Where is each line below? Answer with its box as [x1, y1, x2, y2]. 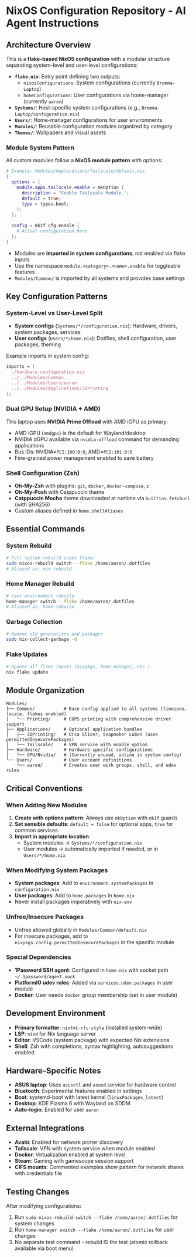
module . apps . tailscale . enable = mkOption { [16, 185, 125, 190]
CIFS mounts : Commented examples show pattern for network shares [14, 1164, 184, 1171]
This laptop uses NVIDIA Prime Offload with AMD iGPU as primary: [6, 418, 169, 425]
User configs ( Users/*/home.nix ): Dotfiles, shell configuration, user [14, 335, 177, 342]
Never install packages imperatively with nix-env [14, 898, 132, 906]
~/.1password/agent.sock [14, 974, 75, 979]
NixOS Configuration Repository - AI [6, 4, 186, 18]
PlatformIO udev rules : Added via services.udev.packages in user [14, 979, 174, 986]
